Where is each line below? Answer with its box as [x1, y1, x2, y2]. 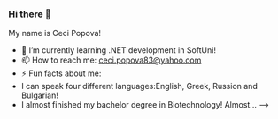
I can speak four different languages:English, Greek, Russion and [20, 81, 258, 92]
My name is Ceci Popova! [8, 28, 102, 39]
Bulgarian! [20, 90, 59, 100]
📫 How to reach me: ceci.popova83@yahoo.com [20, 55, 202, 65]
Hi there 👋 [8, 8, 52, 20]
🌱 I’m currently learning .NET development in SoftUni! [20, 45, 216, 56]
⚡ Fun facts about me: [20, 68, 102, 78]
